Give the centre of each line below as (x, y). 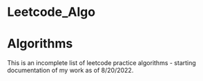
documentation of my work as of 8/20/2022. (70, 71)
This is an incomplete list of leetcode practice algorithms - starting (102, 63)
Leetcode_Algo (51, 12)
